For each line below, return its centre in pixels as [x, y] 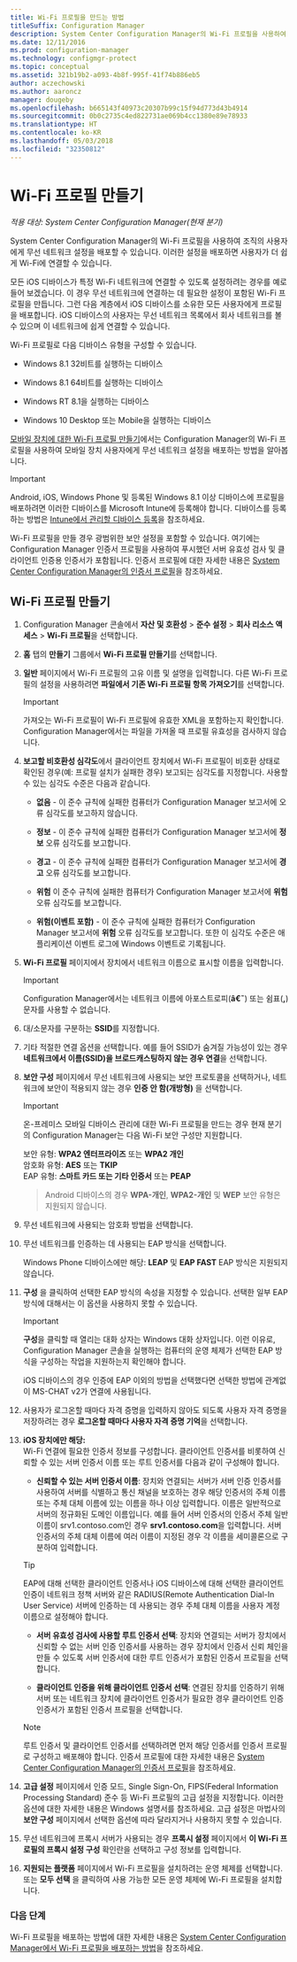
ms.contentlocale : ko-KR [56, 133]
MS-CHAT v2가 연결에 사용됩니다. [91, 1392]
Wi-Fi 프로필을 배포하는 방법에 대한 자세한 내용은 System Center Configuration [148, 1936]
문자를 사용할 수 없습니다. [67, 1009]
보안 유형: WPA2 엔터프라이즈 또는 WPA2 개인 [103, 1154]
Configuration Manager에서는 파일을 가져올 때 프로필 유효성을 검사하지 [146, 731]
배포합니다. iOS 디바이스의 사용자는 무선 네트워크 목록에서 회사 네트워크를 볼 [150, 314]
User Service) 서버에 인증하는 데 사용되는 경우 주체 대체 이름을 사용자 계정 [152, 1606]
